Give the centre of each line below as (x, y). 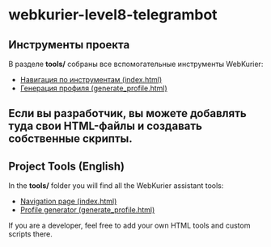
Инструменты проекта (69, 45)
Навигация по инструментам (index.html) (91, 80)
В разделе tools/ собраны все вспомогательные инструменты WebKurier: (136, 64)
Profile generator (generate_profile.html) (87, 210)
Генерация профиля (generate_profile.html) (93, 88)
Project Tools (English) (67, 166)
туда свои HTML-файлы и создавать (105, 126)
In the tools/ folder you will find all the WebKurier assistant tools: (116, 186)
